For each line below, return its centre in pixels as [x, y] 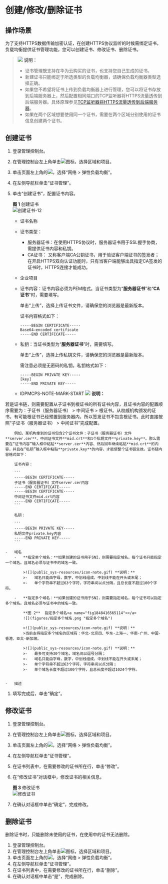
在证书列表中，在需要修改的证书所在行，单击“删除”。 [67, 870]
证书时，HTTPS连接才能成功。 [59, 267]
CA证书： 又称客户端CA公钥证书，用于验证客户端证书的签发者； [93, 254]
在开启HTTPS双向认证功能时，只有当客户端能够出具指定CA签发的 [95, 261]
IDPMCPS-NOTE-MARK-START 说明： [62, 393]
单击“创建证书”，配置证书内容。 [45, 193]
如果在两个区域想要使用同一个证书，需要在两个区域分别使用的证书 [93, 114]
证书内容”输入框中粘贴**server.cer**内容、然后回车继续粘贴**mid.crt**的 [85, 444]
